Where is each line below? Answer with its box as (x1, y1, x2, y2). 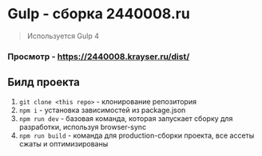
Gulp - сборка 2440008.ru (7, 5, 191, 23)
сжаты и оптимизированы (18, 138, 109, 148)
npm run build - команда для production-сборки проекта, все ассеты (18, 131, 255, 140)
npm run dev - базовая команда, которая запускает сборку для (18, 113, 233, 123)
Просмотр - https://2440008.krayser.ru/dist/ (7, 51, 190, 62)
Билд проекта (7, 76, 81, 89)
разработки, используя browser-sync (18, 122, 147, 131)
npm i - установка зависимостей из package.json (18, 105, 186, 115)
